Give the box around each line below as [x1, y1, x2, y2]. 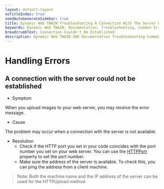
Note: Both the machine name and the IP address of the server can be [17, 173, 158, 179]
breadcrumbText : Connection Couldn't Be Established [5, 30, 115, 35]
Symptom [12, 95, 32, 101]
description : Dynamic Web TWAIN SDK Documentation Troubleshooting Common [5, 35, 161, 39]
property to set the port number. [19, 153, 84, 159]
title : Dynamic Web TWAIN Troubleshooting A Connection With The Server [5, 20, 156, 26]
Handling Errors [5, 56, 70, 66]
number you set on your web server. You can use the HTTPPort [19, 148, 147, 154]
